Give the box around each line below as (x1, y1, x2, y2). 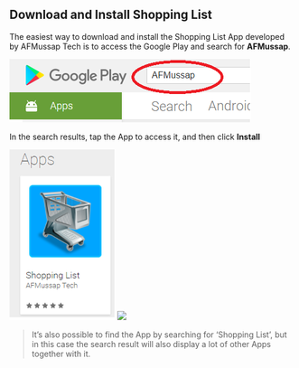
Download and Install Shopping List (9, 7, 212, 23)
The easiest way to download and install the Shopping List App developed (9, 31, 285, 42)
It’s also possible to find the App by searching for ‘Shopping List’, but (31, 329, 287, 340)
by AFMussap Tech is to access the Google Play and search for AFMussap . (9, 41, 291, 52)
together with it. (31, 348, 91, 359)
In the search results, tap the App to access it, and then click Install (9, 131, 260, 142)
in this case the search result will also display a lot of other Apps (31, 338, 271, 349)
